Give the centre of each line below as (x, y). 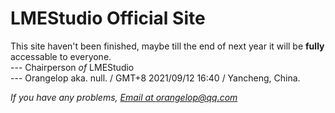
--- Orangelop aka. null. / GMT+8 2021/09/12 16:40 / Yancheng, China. (155, 78)
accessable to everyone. (61, 56)
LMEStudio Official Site (108, 18)
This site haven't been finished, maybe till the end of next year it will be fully (167, 46)
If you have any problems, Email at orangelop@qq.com (124, 97)
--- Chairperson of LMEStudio (72, 67)
